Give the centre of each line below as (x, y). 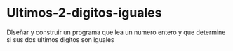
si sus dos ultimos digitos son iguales (60, 39)
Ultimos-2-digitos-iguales (84, 13)
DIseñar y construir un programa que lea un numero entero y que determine (116, 32)
